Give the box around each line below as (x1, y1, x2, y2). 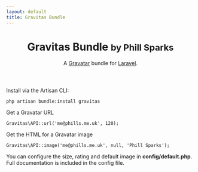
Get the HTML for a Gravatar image (6, 131, 93, 138)
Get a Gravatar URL (6, 109, 54, 116)
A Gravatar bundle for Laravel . (63, 60, 138, 67)
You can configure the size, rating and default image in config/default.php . (6, 153, 193, 160)
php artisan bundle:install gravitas (6, 99, 100, 105)
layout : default (6, 8, 47, 15)
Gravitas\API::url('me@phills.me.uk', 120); (6, 121, 119, 127)
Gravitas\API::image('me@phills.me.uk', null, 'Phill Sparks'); (6, 143, 170, 149)
